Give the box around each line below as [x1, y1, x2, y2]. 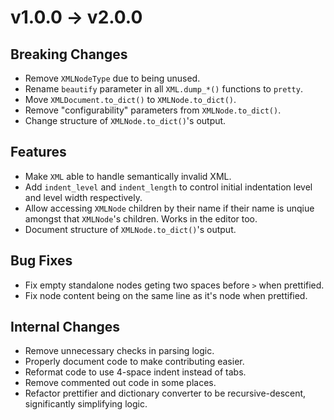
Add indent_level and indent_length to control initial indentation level [24, 181, 313, 193]
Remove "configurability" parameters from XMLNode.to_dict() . [24, 104, 282, 116]
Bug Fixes [10, 252, 73, 270]
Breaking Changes [10, 46, 128, 63]
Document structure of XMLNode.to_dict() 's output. [24, 223, 237, 235]
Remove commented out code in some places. [24, 377, 217, 389]
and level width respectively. [24, 191, 143, 203]
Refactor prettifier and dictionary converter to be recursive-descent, [24, 387, 307, 400]
